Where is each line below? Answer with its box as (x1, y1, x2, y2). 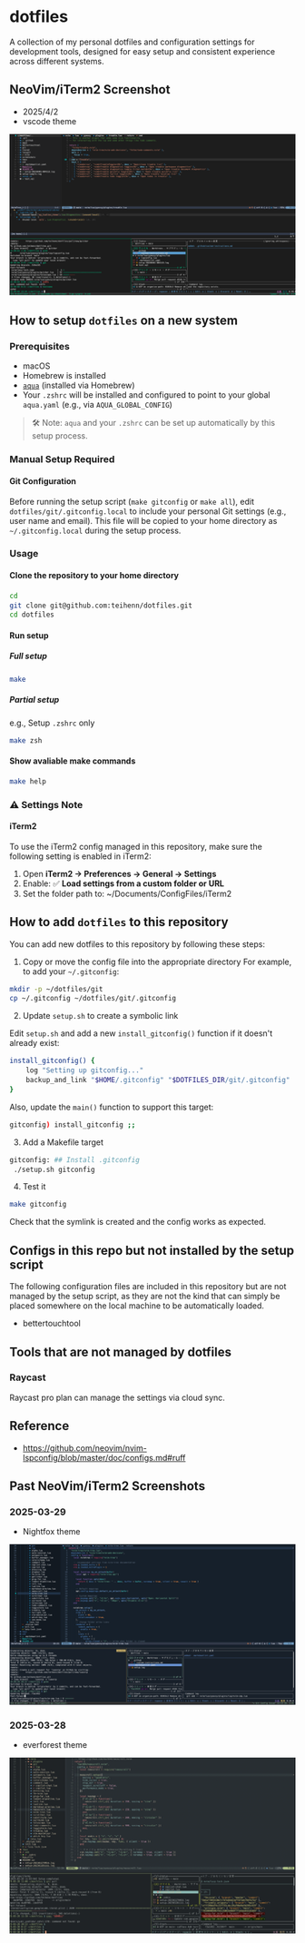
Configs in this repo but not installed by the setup (9, 1242, 295, 1258)
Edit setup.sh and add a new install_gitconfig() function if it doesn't (9, 1028, 273, 1039)
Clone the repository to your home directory (9, 570, 180, 581)
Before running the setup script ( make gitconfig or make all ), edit (9, 496, 255, 507)
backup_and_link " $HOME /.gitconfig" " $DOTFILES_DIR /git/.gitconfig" (25, 1076, 290, 1085)
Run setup (9, 629, 49, 641)
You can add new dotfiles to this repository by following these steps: (9, 938, 266, 950)
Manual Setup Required (9, 453, 115, 466)
